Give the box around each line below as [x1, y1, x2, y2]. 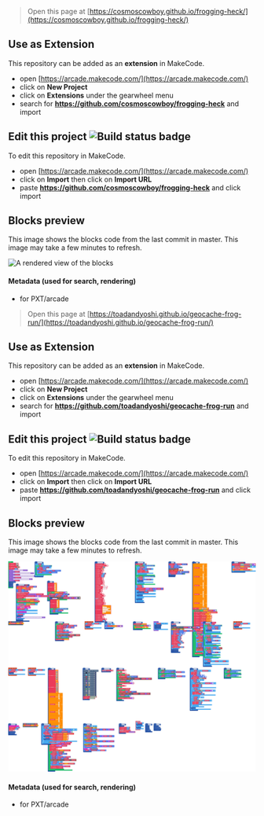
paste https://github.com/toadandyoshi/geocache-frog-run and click [19, 485, 251, 494]
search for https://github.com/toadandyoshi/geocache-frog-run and [19, 401, 249, 411]
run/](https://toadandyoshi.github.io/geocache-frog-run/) [27, 318, 214, 327]
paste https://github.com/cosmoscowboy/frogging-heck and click [19, 182, 241, 192]
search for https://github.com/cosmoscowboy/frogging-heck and [19, 98, 240, 108]
